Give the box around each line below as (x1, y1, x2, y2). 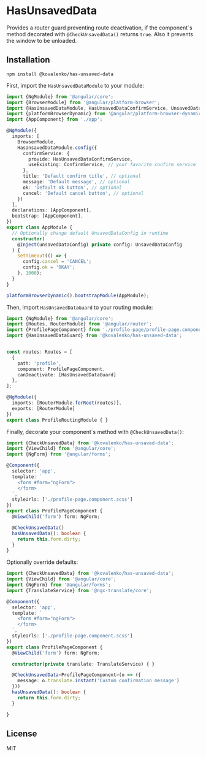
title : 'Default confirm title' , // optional (22, 173, 141, 180)
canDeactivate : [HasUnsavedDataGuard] (17, 371, 116, 378)
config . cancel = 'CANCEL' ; (22, 259, 92, 265)
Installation (6, 55, 50, 65)
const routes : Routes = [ (6, 349, 72, 355)
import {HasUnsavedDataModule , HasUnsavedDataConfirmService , (6, 105, 169, 111)
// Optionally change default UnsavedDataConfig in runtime (12, 230, 169, 236)
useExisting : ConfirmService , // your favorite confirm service (28, 162, 196, 168)
